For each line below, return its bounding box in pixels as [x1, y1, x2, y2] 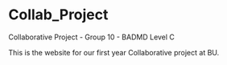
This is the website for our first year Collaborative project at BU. [8, 47, 220, 57]
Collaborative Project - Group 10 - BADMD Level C [8, 32, 175, 42]
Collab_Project [8, 6, 109, 24]
